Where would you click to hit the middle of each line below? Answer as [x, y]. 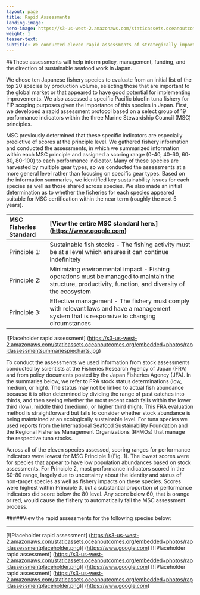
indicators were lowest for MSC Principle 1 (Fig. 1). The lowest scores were [98, 456]
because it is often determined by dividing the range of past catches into [95, 394]
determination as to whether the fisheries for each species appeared [90, 192]
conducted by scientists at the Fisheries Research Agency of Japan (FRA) [97, 368]
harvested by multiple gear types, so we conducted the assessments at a [96, 167]
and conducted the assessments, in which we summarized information [93, 148]
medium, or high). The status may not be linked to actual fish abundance [95, 387]
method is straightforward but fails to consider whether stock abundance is [98, 413]
